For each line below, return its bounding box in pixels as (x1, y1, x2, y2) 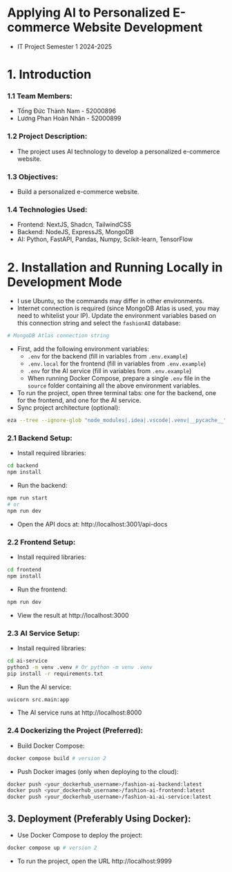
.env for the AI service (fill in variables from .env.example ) (27, 367, 192, 375)
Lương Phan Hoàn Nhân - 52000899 (17, 114, 122, 122)
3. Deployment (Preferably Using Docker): (7, 813, 191, 824)
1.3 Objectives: (7, 171, 59, 181)
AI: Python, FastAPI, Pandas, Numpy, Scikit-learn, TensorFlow (17, 235, 193, 243)
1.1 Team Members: (7, 91, 73, 101)
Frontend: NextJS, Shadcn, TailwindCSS (17, 220, 132, 229)
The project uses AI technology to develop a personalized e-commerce (17, 147, 220, 155)
